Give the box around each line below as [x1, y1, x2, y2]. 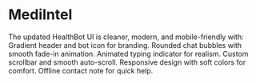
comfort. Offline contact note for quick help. [8, 65, 154, 75]
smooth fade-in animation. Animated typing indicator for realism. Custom [8, 49, 249, 58]
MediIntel [8, 6, 73, 24]
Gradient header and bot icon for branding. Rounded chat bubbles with [8, 40, 242, 49]
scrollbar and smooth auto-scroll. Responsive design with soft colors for [8, 57, 246, 67]
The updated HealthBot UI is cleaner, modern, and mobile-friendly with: [8, 32, 244, 41]
